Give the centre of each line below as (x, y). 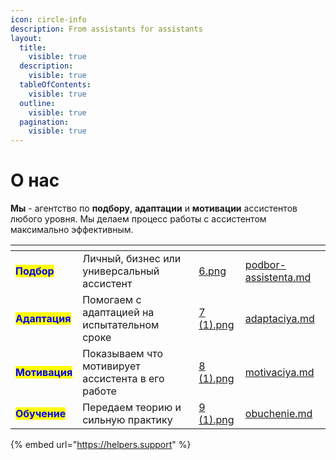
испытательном (121, 325)
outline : (37, 103)
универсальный (121, 271)
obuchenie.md (278, 414)
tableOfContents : (55, 85)
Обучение (41, 414)
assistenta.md (278, 278)
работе (99, 391)
